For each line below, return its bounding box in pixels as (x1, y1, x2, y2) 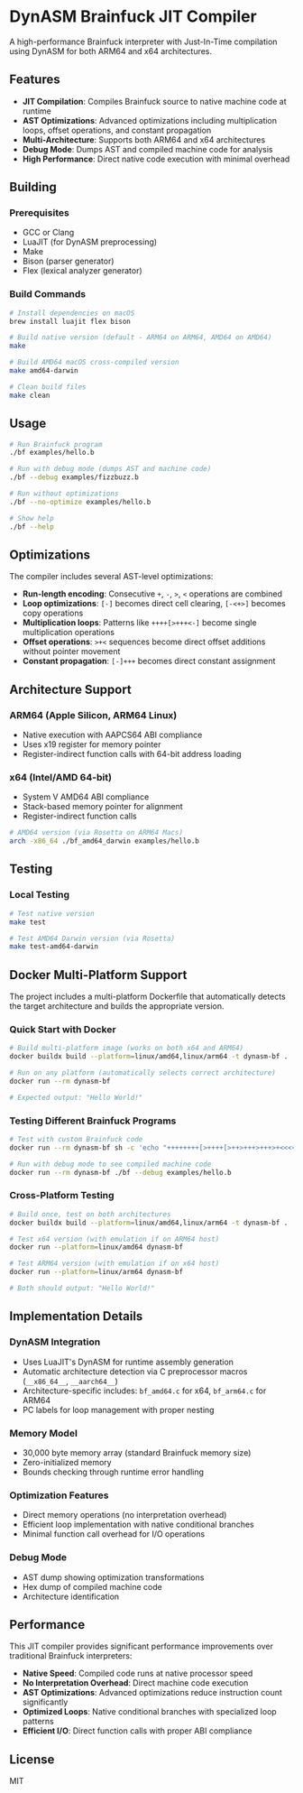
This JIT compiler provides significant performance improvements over (9, 1641, 273, 1652)
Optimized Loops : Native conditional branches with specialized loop (22, 1706, 277, 1717)
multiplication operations (22, 627, 115, 638)
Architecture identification (22, 1591, 120, 1602)
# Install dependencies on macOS (9, 309, 135, 318)
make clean (9, 391, 50, 400)
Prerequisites (9, 207, 69, 219)
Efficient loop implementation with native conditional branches (22, 1519, 254, 1530)
